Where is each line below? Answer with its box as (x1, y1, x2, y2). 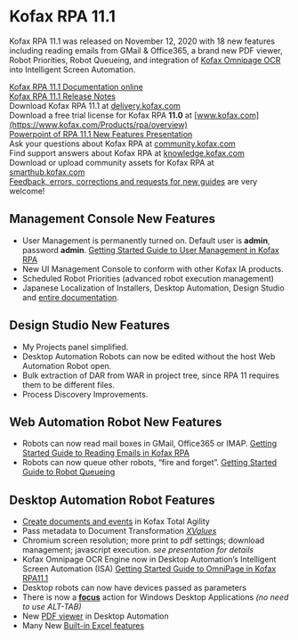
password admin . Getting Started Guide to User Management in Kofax (21, 244, 280, 255)
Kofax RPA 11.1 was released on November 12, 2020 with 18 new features (9, 36, 276, 46)
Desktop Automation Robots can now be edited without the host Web (21, 350, 276, 362)
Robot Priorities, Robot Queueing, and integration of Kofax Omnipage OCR (9, 54, 281, 65)
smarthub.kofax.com (9, 167, 85, 177)
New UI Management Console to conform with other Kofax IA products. (21, 263, 284, 274)
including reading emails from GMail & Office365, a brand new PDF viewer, (9, 45, 283, 55)
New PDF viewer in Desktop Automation (21, 611, 169, 621)
